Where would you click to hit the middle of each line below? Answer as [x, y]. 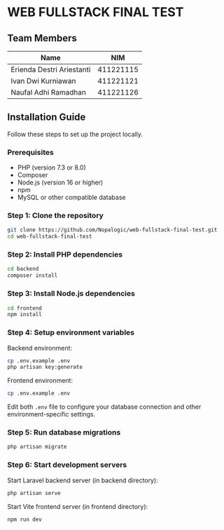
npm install [24, 315]
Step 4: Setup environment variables [71, 332]
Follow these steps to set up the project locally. [75, 134]
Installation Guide [47, 117]
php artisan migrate [37, 447]
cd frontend [24, 308]
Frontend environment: [40, 381]
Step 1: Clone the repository [55, 216]
